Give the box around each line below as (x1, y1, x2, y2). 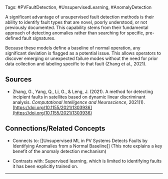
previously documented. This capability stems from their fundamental (5, 24, 148, 30)
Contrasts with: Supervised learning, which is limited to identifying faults (12, 157, 162, 164)
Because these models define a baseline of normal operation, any (5, 45, 141, 50)
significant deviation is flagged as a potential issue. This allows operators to (5, 50, 161, 56)
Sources (5, 75, 32, 84)
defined (5, 35, 21, 41)
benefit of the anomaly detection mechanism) (12, 148, 106, 154)
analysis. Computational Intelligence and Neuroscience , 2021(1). (12, 99, 145, 105)
